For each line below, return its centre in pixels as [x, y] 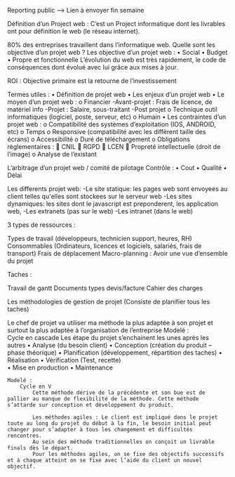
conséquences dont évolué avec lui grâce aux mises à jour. [93, 67]
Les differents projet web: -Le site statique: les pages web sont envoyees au [117, 189]
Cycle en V [36, 386]
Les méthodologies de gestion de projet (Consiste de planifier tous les [109, 302]
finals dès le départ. [40, 448]
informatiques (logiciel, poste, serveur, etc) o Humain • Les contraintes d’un [117, 117]
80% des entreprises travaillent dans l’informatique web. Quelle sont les [111, 45]
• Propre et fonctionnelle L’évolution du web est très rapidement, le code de [117, 60]
